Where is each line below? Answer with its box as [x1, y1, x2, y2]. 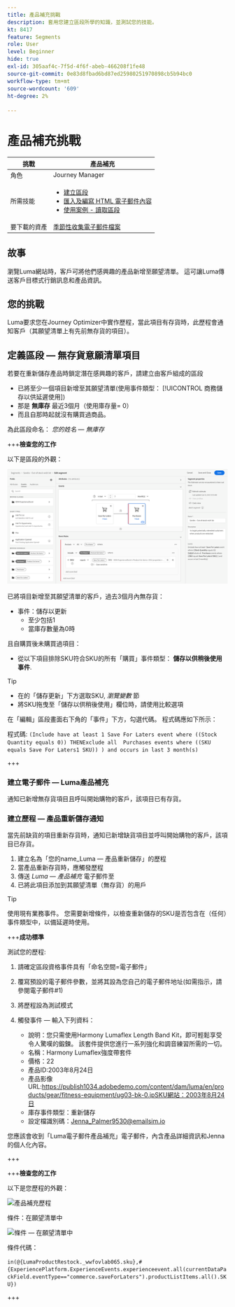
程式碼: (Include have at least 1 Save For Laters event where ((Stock [7, 730, 218, 738]
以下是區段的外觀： [7, 455, 63, 463]
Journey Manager [53, 171, 105, 179]
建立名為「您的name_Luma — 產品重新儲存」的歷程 [17, 854, 166, 863]
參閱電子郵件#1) [17, 987, 64, 995]
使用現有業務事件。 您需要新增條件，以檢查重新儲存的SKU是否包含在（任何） [7, 910, 227, 918]
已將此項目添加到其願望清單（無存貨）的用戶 [17, 881, 147, 889]
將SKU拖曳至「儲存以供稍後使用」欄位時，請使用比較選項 [17, 700, 184, 708]
